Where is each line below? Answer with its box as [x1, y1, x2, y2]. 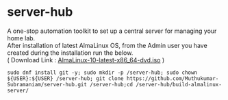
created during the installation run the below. [7, 49, 134, 57]
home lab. [7, 34, 36, 42]
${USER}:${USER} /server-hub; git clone [7, 75, 125, 82]
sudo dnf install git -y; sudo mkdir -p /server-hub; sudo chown [7, 69, 197, 76]
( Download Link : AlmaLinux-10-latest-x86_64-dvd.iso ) [7, 55, 165, 64]
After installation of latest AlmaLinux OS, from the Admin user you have [7, 41, 207, 49]
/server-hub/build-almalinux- [136, 81, 223, 88]
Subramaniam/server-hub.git [7, 81, 88, 88]
